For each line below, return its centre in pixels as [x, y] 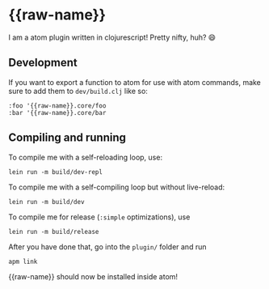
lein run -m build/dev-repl [56, 172]
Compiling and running [67, 138]
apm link [23, 261]
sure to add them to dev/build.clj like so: [78, 91]
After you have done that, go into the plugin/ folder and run [107, 246]
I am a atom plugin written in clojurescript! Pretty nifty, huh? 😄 [112, 37]
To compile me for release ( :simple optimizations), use [99, 217]
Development [43, 63]
